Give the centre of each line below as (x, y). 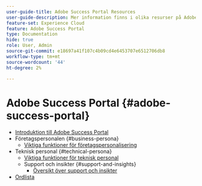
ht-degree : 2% (24, 68)
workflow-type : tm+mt (33, 57)
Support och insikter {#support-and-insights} (80, 164)
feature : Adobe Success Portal (45, 29)
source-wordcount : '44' (36, 62)
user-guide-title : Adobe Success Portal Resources (71, 12)
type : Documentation (32, 34)
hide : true (20, 40)
